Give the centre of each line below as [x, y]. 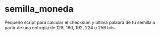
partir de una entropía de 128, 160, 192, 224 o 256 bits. [60, 27]
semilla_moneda [39, 9]
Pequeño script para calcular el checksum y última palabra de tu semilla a [80, 22]
